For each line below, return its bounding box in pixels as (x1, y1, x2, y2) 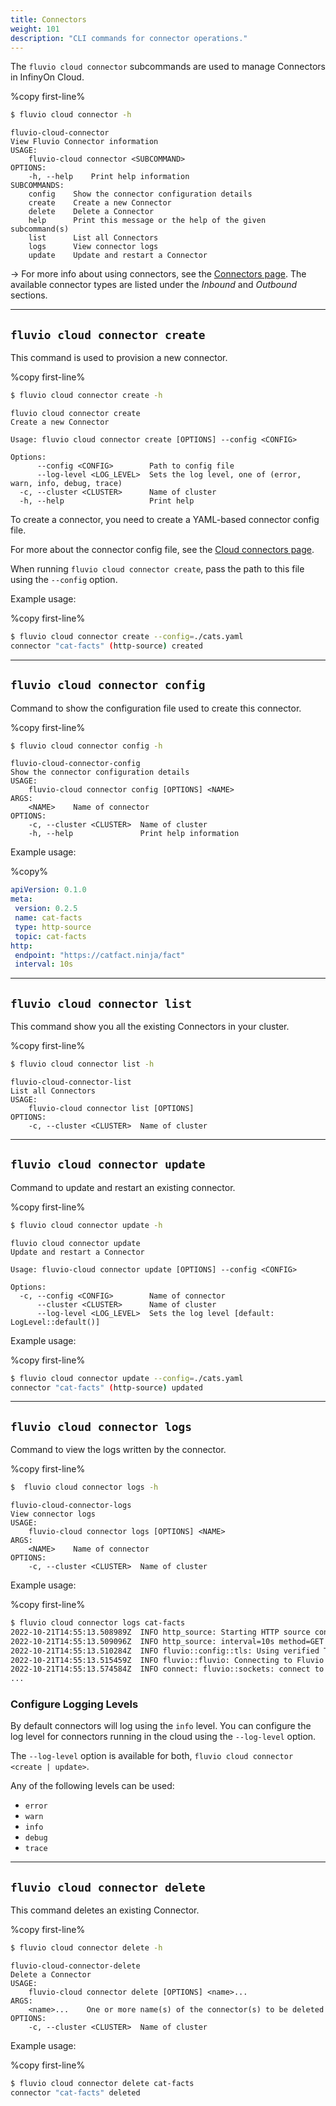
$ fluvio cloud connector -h (10, 110, 132, 120)
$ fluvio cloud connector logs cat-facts (10, 1618, 186, 1628)
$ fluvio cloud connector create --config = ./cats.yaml (10, 631, 244, 641)
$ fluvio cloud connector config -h (10, 741, 163, 751)
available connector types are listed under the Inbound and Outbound (10, 279, 298, 291)
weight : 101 (10, 24, 60, 34)
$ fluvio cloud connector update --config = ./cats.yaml (10, 1373, 244, 1383)
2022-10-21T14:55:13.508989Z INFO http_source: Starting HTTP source (10, 1627, 311, 1637)
